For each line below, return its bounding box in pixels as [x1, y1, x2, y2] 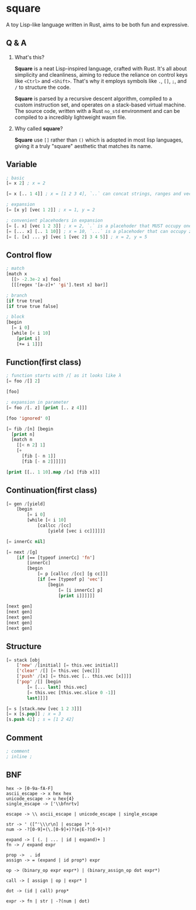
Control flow [6, 250, 52, 260]
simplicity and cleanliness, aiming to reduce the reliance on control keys [14, 71, 188, 78]
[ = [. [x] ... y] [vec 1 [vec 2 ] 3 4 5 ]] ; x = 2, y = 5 [6, 233, 148, 240]
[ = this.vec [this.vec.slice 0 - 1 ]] [27, 689, 116, 695]
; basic [6, 175, 25, 181]
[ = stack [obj [6, 657, 41, 663]
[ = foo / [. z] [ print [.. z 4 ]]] [6, 404, 87, 411]
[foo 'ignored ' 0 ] [6, 415, 51, 421]
